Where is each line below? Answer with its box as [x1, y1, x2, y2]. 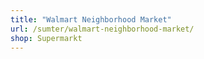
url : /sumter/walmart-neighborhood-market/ [10, 24, 195, 34]
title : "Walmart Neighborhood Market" [10, 14, 172, 25]
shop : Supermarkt [10, 33, 83, 43]
